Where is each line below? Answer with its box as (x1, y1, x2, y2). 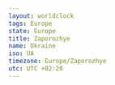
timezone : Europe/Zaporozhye (8, 57, 107, 66)
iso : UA (8, 49, 35, 57)
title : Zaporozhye (8, 34, 70, 43)
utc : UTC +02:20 (8, 65, 63, 73)
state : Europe (8, 27, 57, 35)
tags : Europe (8, 19, 53, 28)
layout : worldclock (8, 11, 75, 20)
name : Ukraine (8, 42, 57, 50)
